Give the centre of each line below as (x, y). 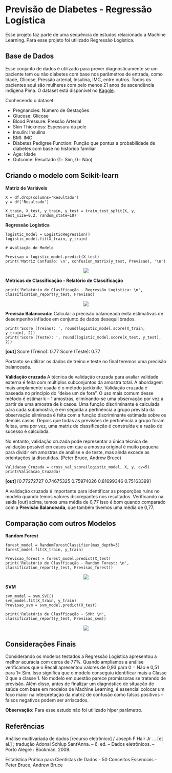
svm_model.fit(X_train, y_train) (41, 601)
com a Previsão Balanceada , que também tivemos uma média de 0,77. (80, 507)
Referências (25, 726)
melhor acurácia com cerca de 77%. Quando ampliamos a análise (74, 662)
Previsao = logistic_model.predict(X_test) (52, 257)
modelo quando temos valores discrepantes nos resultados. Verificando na (84, 496)
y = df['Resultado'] (27, 202)
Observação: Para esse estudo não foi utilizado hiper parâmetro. (74, 710)
